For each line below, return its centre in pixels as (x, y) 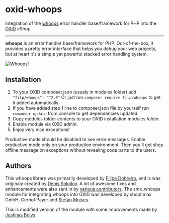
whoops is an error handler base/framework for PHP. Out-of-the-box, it (79, 43)
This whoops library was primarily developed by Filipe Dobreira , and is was (83, 178)
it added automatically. (36, 103)
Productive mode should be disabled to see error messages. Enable (75, 139)
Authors (18, 166)
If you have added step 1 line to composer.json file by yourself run (81, 108)
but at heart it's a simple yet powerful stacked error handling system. (77, 54)
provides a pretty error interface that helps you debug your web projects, (81, 49)
